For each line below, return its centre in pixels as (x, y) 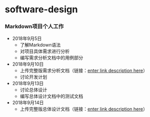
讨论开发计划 (33, 77)
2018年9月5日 (27, 38)
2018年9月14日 (28, 103)
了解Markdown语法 (40, 45)
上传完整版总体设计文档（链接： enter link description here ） (84, 109)
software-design (41, 9)
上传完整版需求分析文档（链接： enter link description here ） (84, 71)
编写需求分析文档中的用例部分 (51, 58)
